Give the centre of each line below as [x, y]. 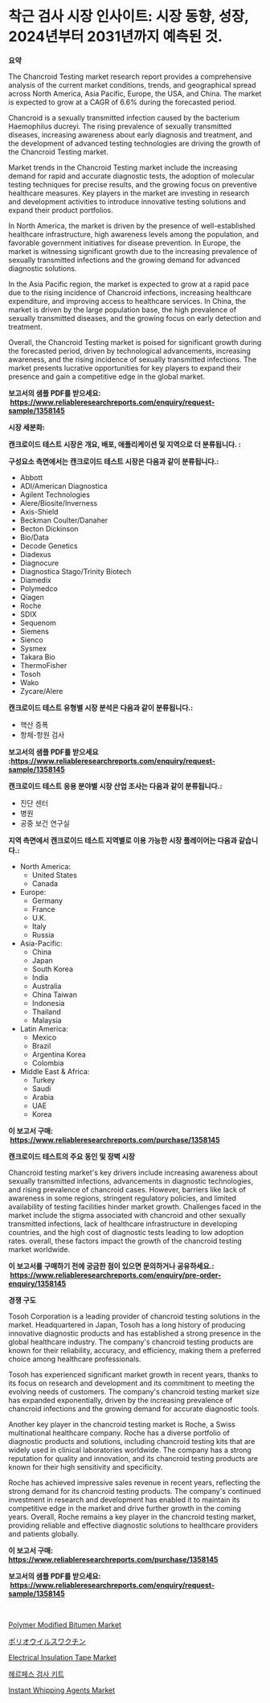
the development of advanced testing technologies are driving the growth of [135, 143]
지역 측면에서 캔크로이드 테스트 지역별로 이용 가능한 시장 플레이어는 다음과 [123, 840]
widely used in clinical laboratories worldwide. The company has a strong [130, 1450]
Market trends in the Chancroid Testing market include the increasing [123, 167]
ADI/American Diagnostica [64, 486]
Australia [47, 986]
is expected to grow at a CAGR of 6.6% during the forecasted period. [123, 102]
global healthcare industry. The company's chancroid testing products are [131, 1342]
